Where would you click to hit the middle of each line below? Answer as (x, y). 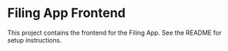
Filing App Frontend (67, 13)
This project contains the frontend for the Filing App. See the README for (114, 33)
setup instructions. (35, 40)
